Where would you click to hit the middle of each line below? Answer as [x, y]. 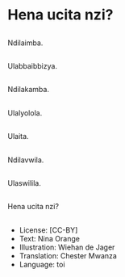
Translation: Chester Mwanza [68, 255]
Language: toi [42, 264]
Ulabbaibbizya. [33, 65]
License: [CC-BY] [48, 230]
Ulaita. [18, 136]
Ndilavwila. [26, 160]
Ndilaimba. [25, 43]
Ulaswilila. [24, 183]
